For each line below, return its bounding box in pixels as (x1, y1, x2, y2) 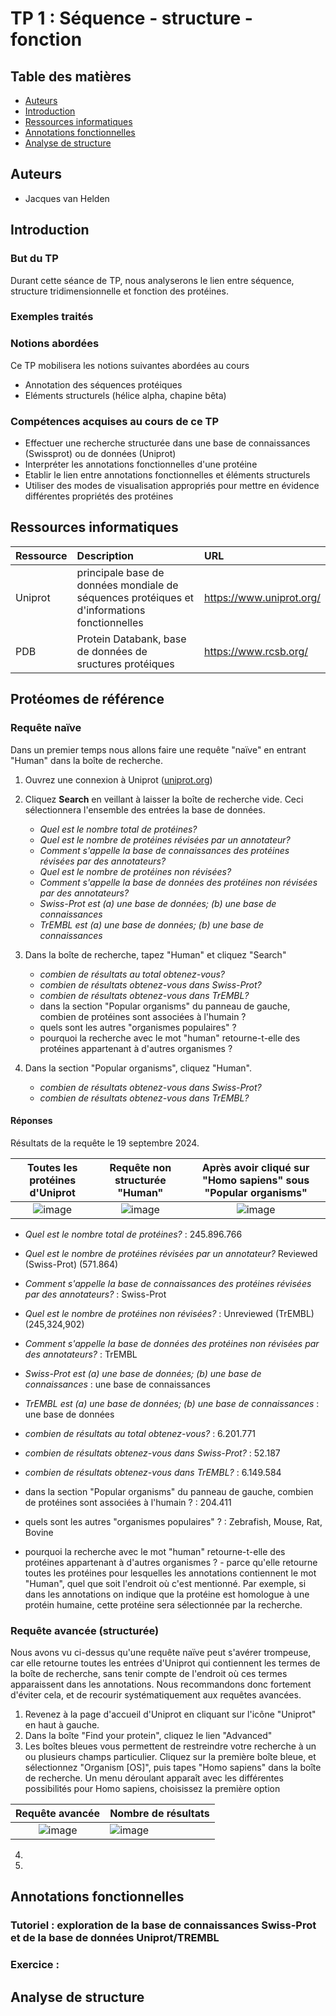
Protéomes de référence (10, 691, 165, 708)
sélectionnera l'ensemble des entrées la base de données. (24, 803, 266, 816)
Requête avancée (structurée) (10, 1623, 160, 1637)
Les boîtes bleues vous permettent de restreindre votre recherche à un (24, 1740, 317, 1752)
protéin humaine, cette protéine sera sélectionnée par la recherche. (24, 1598, 303, 1611)
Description (76, 548, 135, 562)
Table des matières (10, 68, 132, 85)
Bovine (24, 1526, 54, 1538)
